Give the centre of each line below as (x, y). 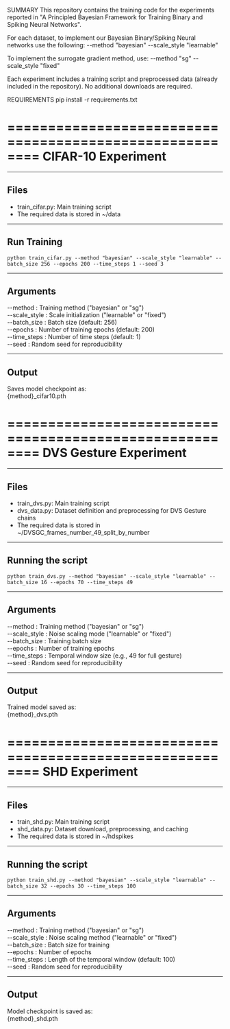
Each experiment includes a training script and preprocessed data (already (112, 79)
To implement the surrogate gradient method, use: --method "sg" (99, 58)
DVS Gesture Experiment (114, 453)
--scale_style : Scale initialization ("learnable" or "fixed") (87, 315)
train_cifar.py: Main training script (64, 207)
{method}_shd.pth (33, 1018)
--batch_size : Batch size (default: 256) (62, 323)
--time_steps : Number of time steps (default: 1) (74, 337)
